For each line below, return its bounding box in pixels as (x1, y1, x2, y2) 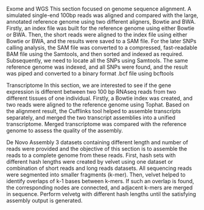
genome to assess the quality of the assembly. (6, 127, 124, 134)
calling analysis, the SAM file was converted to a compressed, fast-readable (6, 44, 198, 51)
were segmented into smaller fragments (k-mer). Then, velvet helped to (6, 171, 186, 178)
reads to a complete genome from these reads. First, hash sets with (6, 152, 176, 159)
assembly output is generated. (6, 197, 83, 204)
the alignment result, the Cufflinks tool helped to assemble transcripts (6, 108, 181, 114)
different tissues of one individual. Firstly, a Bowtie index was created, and (6, 94, 193, 102)
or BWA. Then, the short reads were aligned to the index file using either (6, 31, 188, 38)
